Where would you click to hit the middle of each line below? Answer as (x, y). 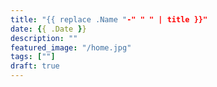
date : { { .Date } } (48, 29)
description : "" (44, 38)
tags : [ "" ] (33, 57)
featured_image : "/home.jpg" (71, 47)
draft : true (35, 66)
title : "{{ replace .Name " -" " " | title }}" (109, 19)
